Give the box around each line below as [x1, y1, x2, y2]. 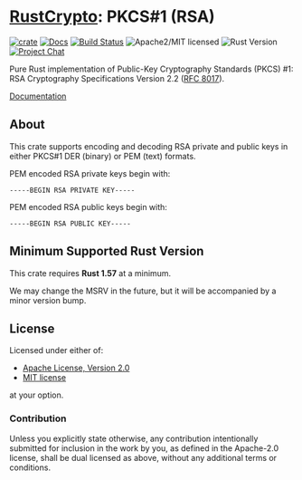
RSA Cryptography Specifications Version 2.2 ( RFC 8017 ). [9, 72, 225, 83]
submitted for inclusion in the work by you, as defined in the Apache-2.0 [9, 442, 278, 454]
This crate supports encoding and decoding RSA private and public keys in [9, 140, 288, 151]
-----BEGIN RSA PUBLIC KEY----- [9, 219, 131, 228]
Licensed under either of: [9, 345, 104, 356]
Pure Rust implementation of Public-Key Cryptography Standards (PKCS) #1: [9, 63, 294, 74]
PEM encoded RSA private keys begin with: [9, 168, 171, 178]
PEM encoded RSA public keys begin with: [9, 201, 167, 212]
